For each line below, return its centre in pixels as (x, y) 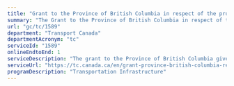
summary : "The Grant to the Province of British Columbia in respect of (115, 20)
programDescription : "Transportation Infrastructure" (87, 71)
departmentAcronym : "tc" (43, 40)
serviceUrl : (24, 65)
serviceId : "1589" (34, 46)
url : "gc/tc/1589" (34, 26)
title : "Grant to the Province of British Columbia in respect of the (112, 14)
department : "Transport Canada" (54, 33)
